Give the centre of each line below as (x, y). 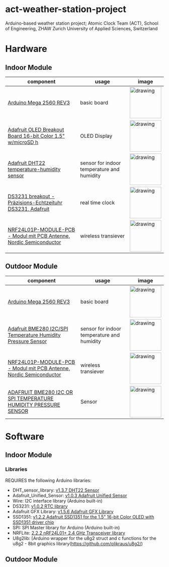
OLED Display (96, 136)
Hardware (26, 49)
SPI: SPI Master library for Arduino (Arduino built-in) (66, 527)
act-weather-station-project (66, 9)
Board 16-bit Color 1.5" (36, 136)
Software (25, 436)
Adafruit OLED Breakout (36, 129)
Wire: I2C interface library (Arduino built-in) (58, 501)
